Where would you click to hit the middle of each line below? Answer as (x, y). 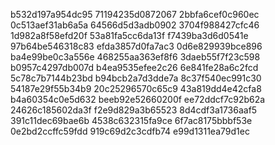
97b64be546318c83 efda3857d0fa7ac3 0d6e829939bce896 (136, 46)
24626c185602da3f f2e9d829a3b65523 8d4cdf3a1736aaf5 (134, 110)
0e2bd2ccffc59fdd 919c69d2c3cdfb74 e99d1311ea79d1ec (130, 131)
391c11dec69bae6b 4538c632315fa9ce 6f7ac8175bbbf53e (131, 120)
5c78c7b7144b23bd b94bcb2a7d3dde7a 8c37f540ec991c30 (136, 78)
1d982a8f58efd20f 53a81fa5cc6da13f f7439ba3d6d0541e (129, 35)
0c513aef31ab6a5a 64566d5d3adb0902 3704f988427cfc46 (135, 25)
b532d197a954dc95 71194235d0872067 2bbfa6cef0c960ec (135, 14)
